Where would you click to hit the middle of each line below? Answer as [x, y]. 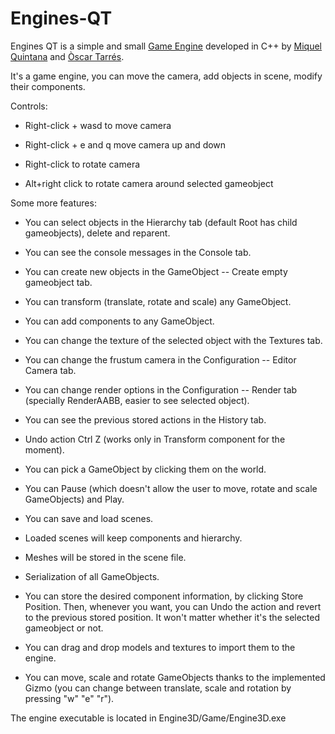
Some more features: [53, 203]
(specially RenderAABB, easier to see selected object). [137, 400]
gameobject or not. [64, 628]
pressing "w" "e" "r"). [69, 698]
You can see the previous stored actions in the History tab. [145, 419]
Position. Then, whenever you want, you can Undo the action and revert [173, 606]
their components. [48, 86]
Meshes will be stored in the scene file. [105, 557]
